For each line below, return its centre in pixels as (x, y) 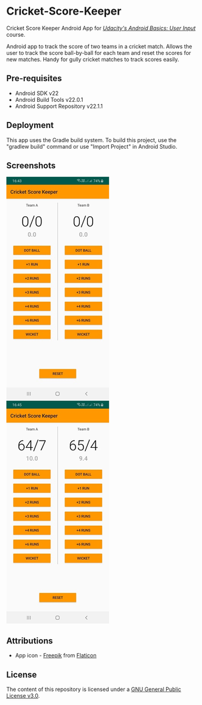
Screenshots (31, 165)
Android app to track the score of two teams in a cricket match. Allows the (99, 46)
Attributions (30, 641)
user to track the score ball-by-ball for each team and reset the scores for (99, 52)
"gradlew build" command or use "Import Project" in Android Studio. (92, 146)
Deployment (30, 125)
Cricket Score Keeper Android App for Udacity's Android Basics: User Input (101, 28)
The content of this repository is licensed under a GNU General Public (94, 689)
